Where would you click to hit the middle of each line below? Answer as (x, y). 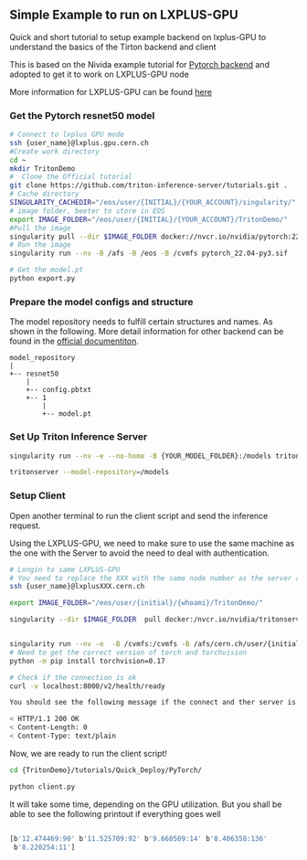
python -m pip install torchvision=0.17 (88, 661)
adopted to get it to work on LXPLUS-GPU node (99, 74)
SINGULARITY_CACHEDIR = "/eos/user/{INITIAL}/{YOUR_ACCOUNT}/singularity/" (153, 203)
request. (25, 526)
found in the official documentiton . (74, 341)
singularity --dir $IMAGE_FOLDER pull (85, 620)
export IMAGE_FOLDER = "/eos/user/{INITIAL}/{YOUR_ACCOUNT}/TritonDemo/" (148, 219)
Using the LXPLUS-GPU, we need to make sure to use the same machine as (152, 543)
